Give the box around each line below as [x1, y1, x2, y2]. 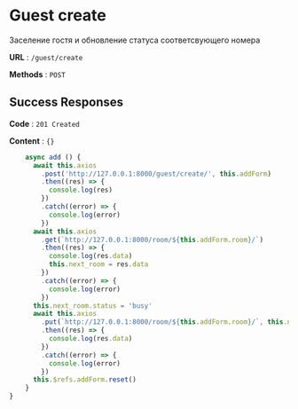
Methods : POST [9, 68, 67, 80]
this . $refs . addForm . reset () [32, 375, 137, 384]
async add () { [25, 153, 82, 161]
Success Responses [9, 95, 124, 110]
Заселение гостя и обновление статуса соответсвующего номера [9, 35, 261, 45]
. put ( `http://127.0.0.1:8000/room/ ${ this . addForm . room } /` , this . [41, 318, 288, 326]
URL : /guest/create [9, 51, 83, 62]
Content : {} [9, 135, 55, 146]
